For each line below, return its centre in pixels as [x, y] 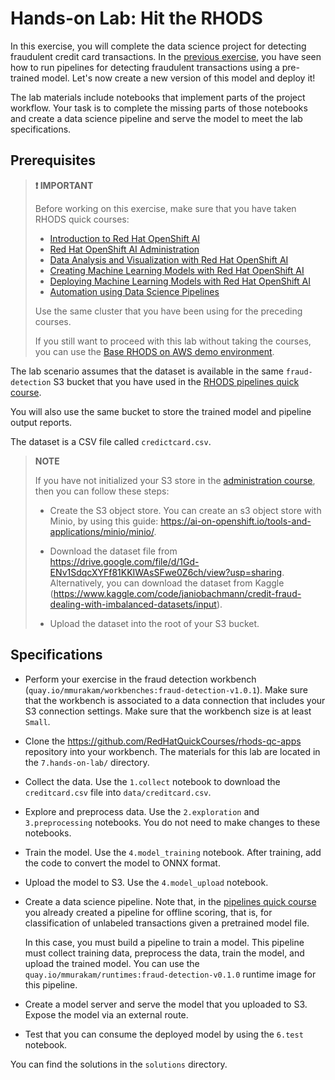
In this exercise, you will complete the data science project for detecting [158, 46]
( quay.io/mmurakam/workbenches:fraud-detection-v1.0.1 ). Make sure [166, 689]
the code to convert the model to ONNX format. [122, 863]
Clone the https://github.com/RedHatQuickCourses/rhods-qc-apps [163, 741]
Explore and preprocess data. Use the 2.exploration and [142, 811]
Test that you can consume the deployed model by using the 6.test [164, 1034]
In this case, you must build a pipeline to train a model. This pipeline [164, 942]
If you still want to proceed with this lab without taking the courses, [173, 341]
